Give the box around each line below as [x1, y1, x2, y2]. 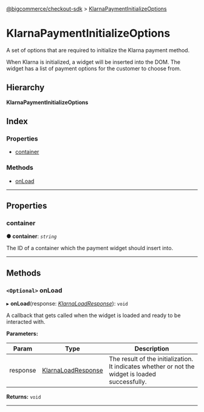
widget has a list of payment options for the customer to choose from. [6, 65, 182, 72]
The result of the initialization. [109, 355, 194, 363]
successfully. [109, 377, 147, 386]
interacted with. [6, 318, 46, 326]
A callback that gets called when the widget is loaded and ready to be [6, 312, 181, 319]
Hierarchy [6, 82, 45, 93]
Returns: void [6, 393, 41, 400]
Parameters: [6, 330, 38, 337]
